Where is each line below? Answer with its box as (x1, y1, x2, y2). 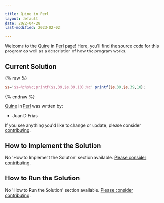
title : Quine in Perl (5, 11, 49, 16)
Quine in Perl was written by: (5, 103, 63, 109)
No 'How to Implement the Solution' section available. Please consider (5, 154, 147, 160)
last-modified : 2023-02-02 (5, 25, 60, 30)
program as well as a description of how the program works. (5, 48, 127, 54)
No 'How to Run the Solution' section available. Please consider (5, 187, 133, 193)
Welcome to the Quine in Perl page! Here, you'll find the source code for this (5, 43, 159, 49)
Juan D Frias (12, 112, 38, 118)
